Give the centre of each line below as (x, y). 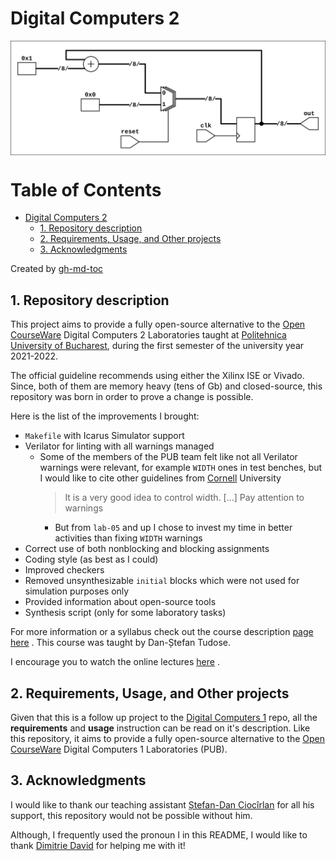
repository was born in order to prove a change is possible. (132, 397)
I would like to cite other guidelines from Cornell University (160, 478)
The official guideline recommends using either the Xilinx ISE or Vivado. (157, 376)
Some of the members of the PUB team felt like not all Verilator (168, 457)
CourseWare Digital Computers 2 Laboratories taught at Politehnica (148, 335)
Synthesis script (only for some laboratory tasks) (125, 613)
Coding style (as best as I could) (91, 559)
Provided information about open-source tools (120, 602)
